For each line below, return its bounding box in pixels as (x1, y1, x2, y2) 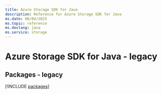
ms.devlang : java (5, 25, 41, 30)
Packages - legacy (5, 70, 63, 79)
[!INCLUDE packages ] (5, 84, 50, 89)
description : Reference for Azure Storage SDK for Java (5, 12, 122, 17)
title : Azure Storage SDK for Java (5, 7, 78, 12)
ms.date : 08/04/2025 (5, 16, 48, 21)
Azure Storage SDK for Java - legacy (5, 51, 158, 62)
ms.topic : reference (5, 21, 48, 26)
